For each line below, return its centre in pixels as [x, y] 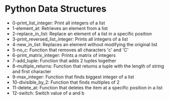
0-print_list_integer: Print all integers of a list [59, 23]
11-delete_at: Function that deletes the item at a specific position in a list [87, 87]
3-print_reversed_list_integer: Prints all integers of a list [70, 39]
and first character [32, 71]
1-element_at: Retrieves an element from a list [60, 28]
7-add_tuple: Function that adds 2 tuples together [64, 60]
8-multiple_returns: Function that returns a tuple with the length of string [88, 66]
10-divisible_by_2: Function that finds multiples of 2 [66, 82]
